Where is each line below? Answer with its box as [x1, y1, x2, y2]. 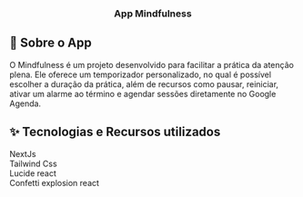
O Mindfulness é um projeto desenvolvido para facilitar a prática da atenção [9, 59, 294, 70]
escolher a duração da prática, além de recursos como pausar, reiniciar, [9, 78, 279, 89]
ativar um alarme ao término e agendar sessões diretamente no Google [9, 88, 277, 99]
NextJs [9, 148, 36, 159]
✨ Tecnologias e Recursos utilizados [9, 124, 221, 140]
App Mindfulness [113, 7, 193, 20]
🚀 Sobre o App [9, 35, 93, 51]
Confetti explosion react [9, 177, 100, 188]
